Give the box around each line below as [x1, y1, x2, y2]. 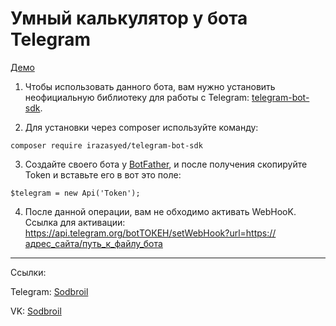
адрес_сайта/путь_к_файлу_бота [24, 237, 163, 249]
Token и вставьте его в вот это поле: [24, 168, 182, 181]
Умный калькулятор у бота [10, 7, 248, 30]
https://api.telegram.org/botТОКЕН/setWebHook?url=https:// [24, 227, 277, 239]
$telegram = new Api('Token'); [10, 188, 141, 198]
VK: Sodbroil [10, 305, 62, 317]
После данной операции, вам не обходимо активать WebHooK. [24, 205, 297, 217]
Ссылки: [10, 266, 47, 278]
